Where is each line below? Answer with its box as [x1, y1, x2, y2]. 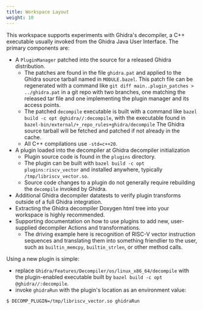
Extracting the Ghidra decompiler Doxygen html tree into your [15, 204, 170, 212]
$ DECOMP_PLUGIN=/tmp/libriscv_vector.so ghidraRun [6, 298, 140, 304]
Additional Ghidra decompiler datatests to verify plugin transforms [15, 191, 181, 199]
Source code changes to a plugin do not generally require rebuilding [24, 179, 196, 186]
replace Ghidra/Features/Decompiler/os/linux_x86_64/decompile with [15, 267, 190, 274]
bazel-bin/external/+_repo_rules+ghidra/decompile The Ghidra [24, 120, 185, 128]
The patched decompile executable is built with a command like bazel [24, 108, 198, 115]
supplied [15, 224, 38, 231]
